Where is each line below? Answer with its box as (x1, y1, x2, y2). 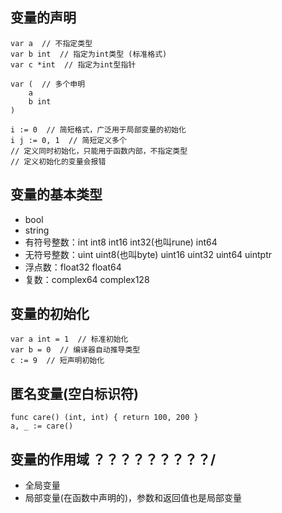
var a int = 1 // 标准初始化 (10, 334, 129, 345)
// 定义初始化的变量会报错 (10, 156, 107, 167)
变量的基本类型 (10, 186, 103, 203)
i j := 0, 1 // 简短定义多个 (10, 135, 127, 145)
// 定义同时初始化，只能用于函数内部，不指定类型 (10, 146, 188, 156)
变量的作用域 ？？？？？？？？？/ (10, 451, 217, 468)
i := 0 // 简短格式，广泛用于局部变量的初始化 (10, 124, 187, 135)
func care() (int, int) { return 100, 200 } (10, 413, 199, 423)
